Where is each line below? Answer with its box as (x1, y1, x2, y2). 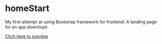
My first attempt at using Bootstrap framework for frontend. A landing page (5, 19, 157, 25)
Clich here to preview (5, 33, 48, 39)
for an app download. (5, 24, 49, 29)
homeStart (5, 3, 50, 14)
